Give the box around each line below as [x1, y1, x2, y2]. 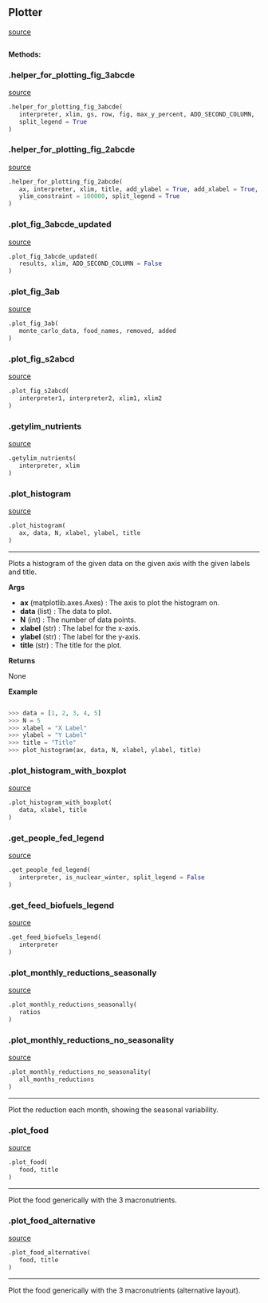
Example [8, 687, 38, 696]
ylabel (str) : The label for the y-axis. [19, 632, 141, 641]
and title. [8, 567, 37, 576]
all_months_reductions [18, 1075, 94, 1083]
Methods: [8, 50, 41, 59]
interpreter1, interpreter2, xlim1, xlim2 [18, 394, 162, 402]
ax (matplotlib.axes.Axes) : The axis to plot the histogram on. [19, 597, 220, 608]
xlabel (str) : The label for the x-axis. [19, 623, 141, 632]
